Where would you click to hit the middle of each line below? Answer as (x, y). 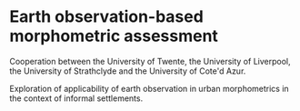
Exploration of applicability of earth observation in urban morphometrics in (149, 88)
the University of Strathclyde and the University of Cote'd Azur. (128, 71)
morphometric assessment (114, 36)
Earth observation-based (107, 17)
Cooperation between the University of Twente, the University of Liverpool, (150, 61)
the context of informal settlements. (76, 98)
